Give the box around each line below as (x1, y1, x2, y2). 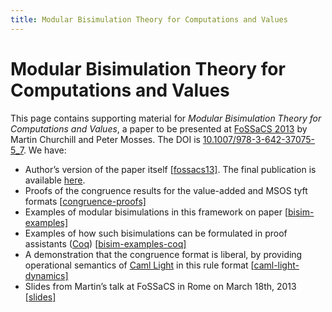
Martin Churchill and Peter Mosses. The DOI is (10, 133, 201, 145)
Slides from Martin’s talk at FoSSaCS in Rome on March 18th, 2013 (24, 280, 297, 292)
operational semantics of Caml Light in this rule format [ (24, 259, 255, 271)
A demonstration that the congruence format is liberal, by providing (24, 248, 303, 260)
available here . (24, 174, 86, 186)
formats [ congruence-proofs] (24, 195, 147, 207)
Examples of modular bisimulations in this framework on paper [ (24, 206, 289, 218)
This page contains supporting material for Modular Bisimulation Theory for (10, 112, 322, 124)
